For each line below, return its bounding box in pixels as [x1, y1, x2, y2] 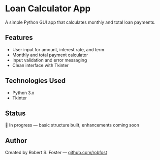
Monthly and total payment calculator [12, 52, 89, 58]
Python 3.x [12, 90, 34, 96]
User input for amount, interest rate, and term [12, 46, 105, 52]
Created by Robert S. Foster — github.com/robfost [5, 150, 107, 156]
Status [5, 109, 26, 117]
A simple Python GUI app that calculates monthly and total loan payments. [5, 19, 156, 25]
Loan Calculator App [5, 3, 91, 14]
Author [5, 136, 27, 145]
